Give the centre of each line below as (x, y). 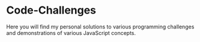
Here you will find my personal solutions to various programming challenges (100, 27)
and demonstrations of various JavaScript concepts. (71, 33)
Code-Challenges (51, 10)
